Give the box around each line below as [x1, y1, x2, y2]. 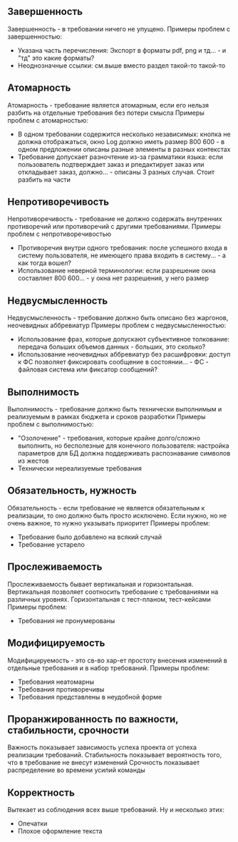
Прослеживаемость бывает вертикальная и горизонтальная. [7, 580, 194, 588]
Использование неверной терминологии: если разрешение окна [17, 267, 216, 275]
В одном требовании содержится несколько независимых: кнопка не [17, 130, 231, 138]
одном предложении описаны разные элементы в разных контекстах [17, 145, 231, 153]
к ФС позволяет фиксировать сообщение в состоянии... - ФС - [17, 358, 209, 366]
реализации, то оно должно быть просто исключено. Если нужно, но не [7, 511, 227, 520]
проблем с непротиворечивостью [7, 230, 112, 238]
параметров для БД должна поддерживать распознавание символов [17, 449, 231, 458]
